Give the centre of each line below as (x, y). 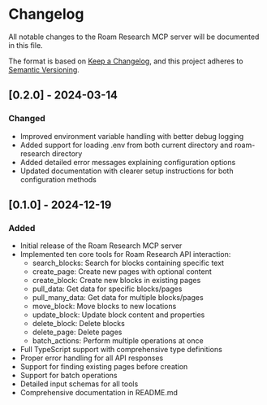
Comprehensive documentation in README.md (99, 393)
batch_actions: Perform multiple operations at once (118, 341)
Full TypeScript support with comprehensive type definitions (121, 350)
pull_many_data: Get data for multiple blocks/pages (118, 298)
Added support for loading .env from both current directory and (126, 145)
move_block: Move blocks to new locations (104, 307)
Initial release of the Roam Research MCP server (101, 246)
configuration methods (58, 179)
